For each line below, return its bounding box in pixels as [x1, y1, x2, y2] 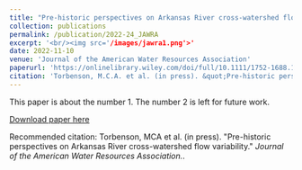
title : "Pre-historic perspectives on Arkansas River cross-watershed [9, 13, 280, 22]
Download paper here [9, 113, 90, 124]
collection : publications [9, 22, 106, 31]
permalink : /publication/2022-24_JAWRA [9, 30, 159, 39]
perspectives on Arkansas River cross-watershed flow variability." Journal [9, 140, 284, 151]
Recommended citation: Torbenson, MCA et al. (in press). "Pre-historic [9, 131, 271, 142]
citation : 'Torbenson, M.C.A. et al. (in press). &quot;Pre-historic [9, 72, 276, 81]
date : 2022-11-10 [9, 47, 75, 56]
